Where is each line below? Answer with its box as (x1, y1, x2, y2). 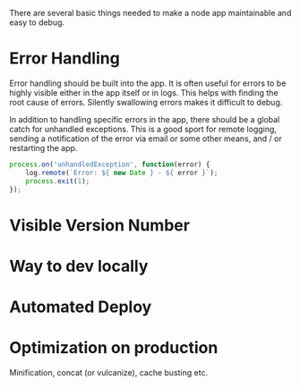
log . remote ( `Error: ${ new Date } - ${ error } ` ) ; (25, 168, 219, 177)
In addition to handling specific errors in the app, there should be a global (9, 114, 280, 124)
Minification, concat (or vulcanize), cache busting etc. (9, 366, 209, 378)
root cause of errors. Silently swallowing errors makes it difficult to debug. (9, 97, 283, 107)
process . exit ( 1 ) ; (25, 176, 90, 186)
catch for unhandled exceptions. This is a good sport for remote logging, (9, 123, 278, 134)
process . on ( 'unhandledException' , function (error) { (9, 160, 210, 169)
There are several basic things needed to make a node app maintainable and (9, 8, 292, 18)
